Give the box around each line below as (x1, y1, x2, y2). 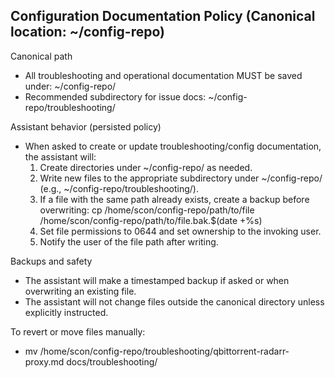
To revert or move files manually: (10, 325, 146, 338)
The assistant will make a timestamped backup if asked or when (24, 274, 290, 286)
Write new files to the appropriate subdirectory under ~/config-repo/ (39, 172, 323, 184)
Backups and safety (10, 255, 93, 267)
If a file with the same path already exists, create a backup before (39, 193, 310, 205)
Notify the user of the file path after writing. (39, 235, 219, 248)
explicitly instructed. (24, 306, 109, 318)
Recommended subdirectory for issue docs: (24, 90, 207, 103)
